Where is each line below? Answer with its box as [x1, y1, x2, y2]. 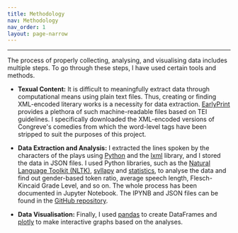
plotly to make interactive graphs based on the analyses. [17, 217, 183, 227]
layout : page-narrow [7, 30, 69, 38]
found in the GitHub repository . [17, 196, 108, 205]
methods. [7, 72, 35, 80]
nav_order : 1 [7, 23, 46, 30]
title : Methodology [7, 10, 65, 18]
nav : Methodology [7, 17, 59, 24]
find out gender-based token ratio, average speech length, [17, 174, 189, 183]
